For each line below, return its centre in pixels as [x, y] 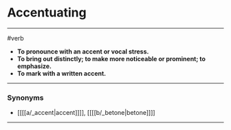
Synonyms [25, 98]
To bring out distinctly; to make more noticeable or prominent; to [111, 58]
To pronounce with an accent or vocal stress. [83, 51]
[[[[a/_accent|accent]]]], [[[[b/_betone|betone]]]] [86, 113]
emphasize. [34, 66]
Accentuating [47, 13]
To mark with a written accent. [62, 73]
